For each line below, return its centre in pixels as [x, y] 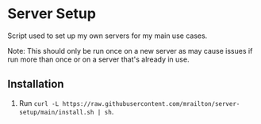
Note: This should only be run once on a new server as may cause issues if [130, 51]
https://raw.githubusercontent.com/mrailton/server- [151, 103]
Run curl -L [39, 103]
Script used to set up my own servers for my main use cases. [107, 36]
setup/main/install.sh [56, 112]
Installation [36, 84]
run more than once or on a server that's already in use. [98, 59]
